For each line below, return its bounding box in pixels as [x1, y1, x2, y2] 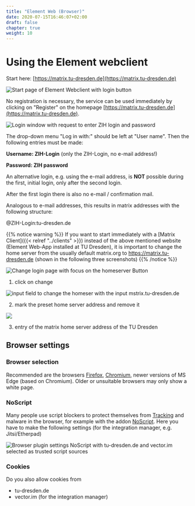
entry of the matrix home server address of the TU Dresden [14, 323, 158, 331]
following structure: [6, 208, 53, 216]
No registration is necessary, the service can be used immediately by [6, 98, 172, 105]
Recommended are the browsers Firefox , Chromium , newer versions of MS [6, 371, 186, 378]
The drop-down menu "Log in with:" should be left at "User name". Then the [6, 133, 190, 140]
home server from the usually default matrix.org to [6, 249, 127, 257]
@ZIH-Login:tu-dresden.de [6, 220, 71, 227]
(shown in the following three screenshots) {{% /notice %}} [34, 256, 177, 263]
